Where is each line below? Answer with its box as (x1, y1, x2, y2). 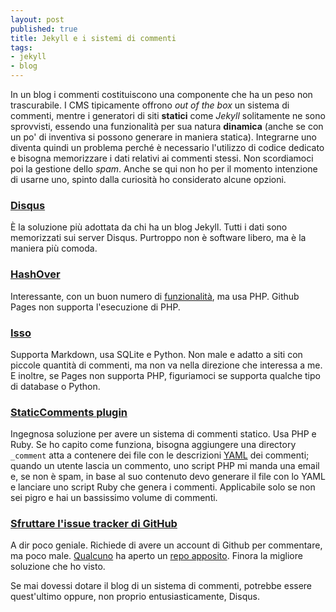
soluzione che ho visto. (10, 561, 106, 573)
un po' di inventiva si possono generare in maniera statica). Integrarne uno (10, 131, 317, 143)
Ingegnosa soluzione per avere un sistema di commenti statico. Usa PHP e (10, 428, 317, 440)
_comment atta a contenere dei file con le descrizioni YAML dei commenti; (10, 449, 310, 461)
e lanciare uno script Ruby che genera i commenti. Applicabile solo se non (10, 481, 316, 493)
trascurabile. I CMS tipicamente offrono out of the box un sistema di (10, 99, 290, 111)
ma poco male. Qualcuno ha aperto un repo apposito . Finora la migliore (10, 550, 303, 562)
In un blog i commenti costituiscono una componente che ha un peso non (10, 89, 313, 100)
